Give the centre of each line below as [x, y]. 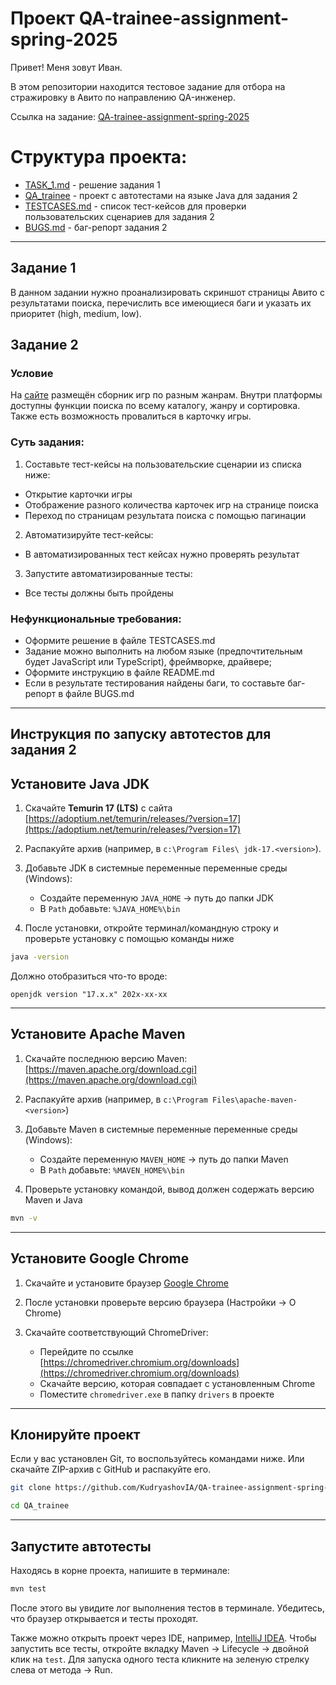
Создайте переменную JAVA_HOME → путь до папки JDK [156, 898]
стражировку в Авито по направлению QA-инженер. [123, 97]
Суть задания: [47, 442]
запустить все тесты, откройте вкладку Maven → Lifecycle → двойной [160, 1648]
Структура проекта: [99, 157]
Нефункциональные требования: [96, 619]
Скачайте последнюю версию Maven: [106, 1058]
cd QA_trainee [40, 1506]
